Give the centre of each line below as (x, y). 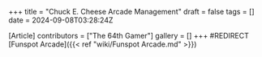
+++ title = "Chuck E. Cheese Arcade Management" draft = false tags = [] (131, 12)
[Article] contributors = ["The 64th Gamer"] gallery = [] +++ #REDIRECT (129, 36)
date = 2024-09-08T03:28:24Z (61, 20)
